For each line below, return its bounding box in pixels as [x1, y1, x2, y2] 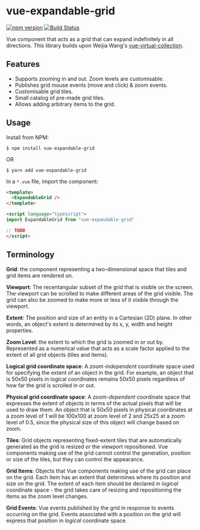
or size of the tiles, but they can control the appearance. [6, 455, 144, 462]
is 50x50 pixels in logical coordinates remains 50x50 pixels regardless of [6, 375, 185, 382]
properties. [6, 327, 33, 334]
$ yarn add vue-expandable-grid [6, 167, 87, 173]
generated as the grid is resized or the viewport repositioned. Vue [6, 443, 168, 450]
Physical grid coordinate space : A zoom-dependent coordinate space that [6, 393, 191, 400]
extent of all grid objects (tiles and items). [6, 351, 109, 358]
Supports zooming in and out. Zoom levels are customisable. [14, 75, 164, 82]
